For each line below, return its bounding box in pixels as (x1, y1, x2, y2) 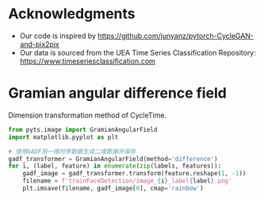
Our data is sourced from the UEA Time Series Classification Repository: (19, 48, 256, 57)
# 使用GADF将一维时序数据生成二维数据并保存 (8, 148, 136, 156)
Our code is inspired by (19, 31, 97, 40)
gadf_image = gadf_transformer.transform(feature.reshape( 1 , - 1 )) (22, 170, 247, 178)
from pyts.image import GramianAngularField (8, 125, 158, 133)
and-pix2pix (19, 39, 59, 48)
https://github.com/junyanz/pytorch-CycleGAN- (98, 31, 254, 40)
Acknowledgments (8, 5, 136, 23)
